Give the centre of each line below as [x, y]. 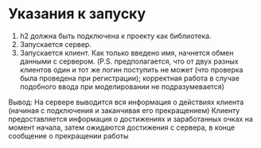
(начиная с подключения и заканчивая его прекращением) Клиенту [124, 110]
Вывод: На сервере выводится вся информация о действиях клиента [126, 102]
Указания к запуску [77, 14]
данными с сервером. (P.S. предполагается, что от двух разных [129, 61]
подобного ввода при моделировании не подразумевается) [122, 86]
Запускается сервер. [55, 44]
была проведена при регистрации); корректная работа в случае [130, 78]
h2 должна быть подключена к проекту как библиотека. [116, 36]
